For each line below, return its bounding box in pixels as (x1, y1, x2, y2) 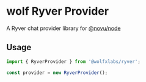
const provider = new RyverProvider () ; (6, 69, 108, 76)
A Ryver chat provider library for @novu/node (6, 24, 121, 32)
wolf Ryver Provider (6, 4, 109, 18)
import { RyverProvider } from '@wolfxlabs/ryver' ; (6, 58, 141, 65)
